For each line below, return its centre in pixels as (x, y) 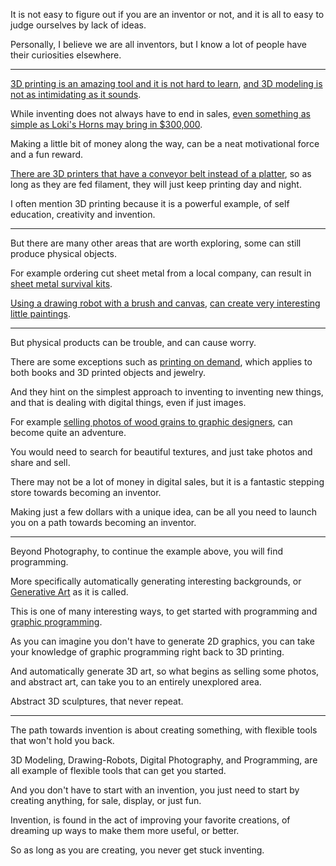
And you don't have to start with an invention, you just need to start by (155, 790)
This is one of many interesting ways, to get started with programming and (164, 611)
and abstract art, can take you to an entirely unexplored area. (136, 682)
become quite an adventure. (68, 432)
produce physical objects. (63, 253)
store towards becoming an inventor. (86, 492)
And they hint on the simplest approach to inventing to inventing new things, (167, 392)
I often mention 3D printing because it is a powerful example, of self (150, 203)
